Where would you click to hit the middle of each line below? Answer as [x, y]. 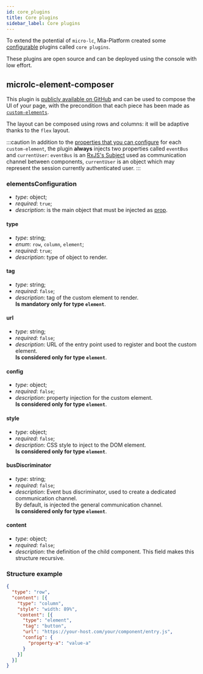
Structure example [34, 573]
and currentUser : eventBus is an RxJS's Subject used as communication [96, 155]
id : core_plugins [28, 12]
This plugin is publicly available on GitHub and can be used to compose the [101, 99]
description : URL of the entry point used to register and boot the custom [106, 344]
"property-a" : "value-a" [60, 643]
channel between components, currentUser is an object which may [91, 161]
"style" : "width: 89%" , [48, 609]
